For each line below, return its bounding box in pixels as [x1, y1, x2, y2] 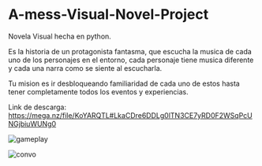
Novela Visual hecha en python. [8, 31, 112, 41]
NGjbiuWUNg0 [8, 119, 57, 128]
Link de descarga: [8, 102, 67, 112]
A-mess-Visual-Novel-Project [8, 6, 209, 24]
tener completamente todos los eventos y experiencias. [8, 87, 189, 96]
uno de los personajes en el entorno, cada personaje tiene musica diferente [8, 55, 254, 65]
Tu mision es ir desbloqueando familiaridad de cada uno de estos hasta [8, 79, 241, 88]
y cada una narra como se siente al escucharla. [8, 63, 163, 72]
